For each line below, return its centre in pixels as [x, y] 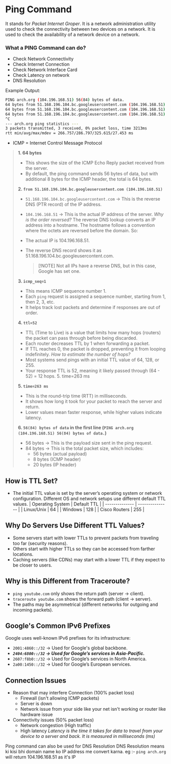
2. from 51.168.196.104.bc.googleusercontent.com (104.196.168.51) [90, 189]
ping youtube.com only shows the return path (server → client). [79, 593]
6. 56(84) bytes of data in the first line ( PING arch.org [76, 428]
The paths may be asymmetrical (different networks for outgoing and [85, 604]
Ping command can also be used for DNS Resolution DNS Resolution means [85, 746]
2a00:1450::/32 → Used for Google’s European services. [72, 664]
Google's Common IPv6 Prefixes [58, 626]
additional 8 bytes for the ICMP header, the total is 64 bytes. [89, 179]
